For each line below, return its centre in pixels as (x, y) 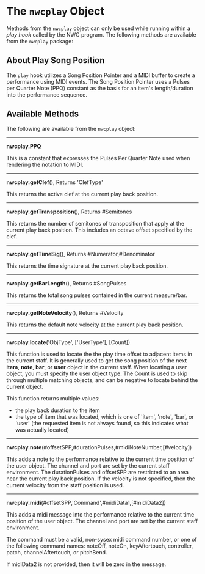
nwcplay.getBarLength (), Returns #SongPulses (67, 283)
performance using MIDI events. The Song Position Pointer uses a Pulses (98, 81)
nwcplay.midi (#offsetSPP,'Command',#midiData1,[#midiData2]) (86, 502)
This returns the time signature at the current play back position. (87, 266)
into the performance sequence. (47, 94)
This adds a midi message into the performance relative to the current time (100, 514)
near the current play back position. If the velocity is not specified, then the (101, 479)
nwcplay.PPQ (24, 146)
